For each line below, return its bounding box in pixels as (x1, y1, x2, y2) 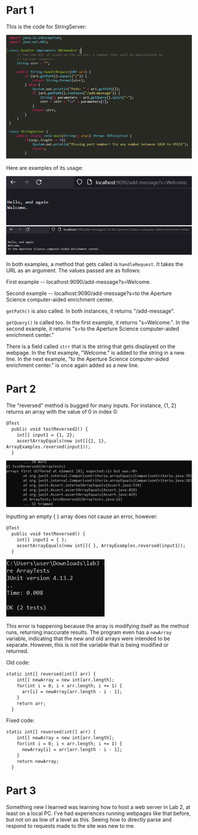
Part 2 (6, 382, 37, 396)
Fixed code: (6, 717, 35, 724)
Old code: (6, 659, 30, 666)
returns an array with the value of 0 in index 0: (6, 408, 118, 415)
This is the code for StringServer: (6, 23, 87, 30)
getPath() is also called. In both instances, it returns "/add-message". (6, 307, 175, 315)
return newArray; (16, 759, 60, 765)
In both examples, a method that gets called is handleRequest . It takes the (6, 261, 184, 268)
